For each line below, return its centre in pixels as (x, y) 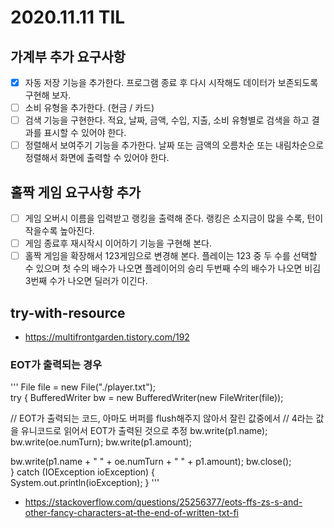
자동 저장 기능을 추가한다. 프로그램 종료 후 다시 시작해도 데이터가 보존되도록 (171, 82)
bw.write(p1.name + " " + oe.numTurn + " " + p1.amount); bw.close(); (151, 462)
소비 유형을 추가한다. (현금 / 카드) (89, 108)
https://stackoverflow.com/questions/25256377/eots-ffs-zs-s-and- (163, 502)
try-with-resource (68, 312)
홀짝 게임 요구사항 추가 (76, 192)
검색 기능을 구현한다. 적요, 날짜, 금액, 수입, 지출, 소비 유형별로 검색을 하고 (167, 120)
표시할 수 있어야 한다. (85, 133)
